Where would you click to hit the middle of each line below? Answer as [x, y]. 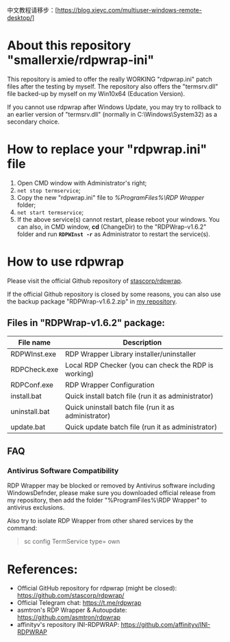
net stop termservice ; [49, 190]
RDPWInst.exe [34, 354]
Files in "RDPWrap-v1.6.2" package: [86, 323]
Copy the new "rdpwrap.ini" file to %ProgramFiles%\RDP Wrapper [111, 197]
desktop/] [21, 18]
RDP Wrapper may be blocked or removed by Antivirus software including [111, 485]
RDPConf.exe [32, 385]
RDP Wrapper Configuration [110, 385]
